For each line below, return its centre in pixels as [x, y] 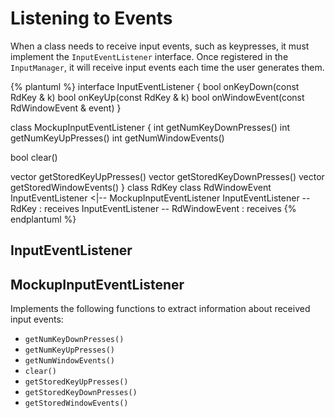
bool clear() [34, 157]
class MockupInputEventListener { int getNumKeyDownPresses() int [150, 127]
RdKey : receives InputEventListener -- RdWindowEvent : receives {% [153, 208]
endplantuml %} [43, 219]
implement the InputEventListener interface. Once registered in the [149, 56]
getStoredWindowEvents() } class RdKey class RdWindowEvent [141, 187]
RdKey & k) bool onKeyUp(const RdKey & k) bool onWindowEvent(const [157, 97]
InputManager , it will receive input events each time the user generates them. [167, 67]
